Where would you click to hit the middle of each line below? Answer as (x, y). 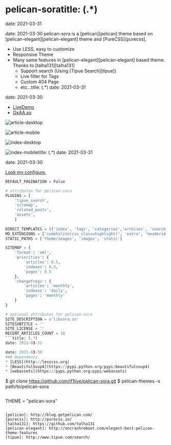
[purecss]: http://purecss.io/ (39, 419)
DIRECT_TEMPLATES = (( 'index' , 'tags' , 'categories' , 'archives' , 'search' (87, 229)
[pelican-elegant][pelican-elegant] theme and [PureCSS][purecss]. (76, 39)
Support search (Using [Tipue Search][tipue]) (68, 71)
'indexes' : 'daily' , (46, 291)
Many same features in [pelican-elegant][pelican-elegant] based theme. (89, 60)
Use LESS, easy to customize (44, 49)
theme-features (22, 433)
